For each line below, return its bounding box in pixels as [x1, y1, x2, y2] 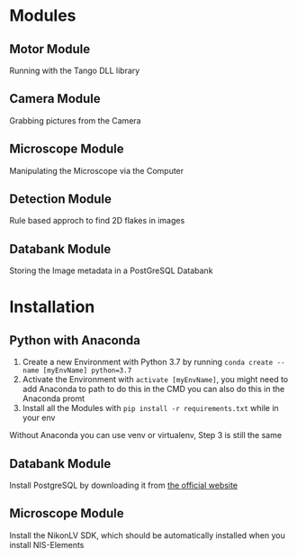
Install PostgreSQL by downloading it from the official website [9, 480, 238, 491]
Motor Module [9, 41, 91, 57]
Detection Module [9, 191, 112, 207]
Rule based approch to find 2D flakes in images [9, 215, 185, 226]
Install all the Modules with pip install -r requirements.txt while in [22, 403, 279, 414]
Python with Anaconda [9, 333, 141, 348]
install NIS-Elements [9, 539, 85, 550]
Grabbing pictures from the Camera [9, 114, 141, 126]
